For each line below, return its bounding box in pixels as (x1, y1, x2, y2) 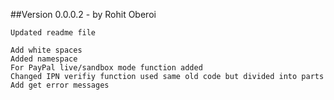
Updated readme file (10, 28, 97, 38)
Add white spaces (10, 45, 83, 55)
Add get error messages (10, 80, 110, 90)
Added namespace (10, 54, 78, 64)
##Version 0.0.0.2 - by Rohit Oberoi (10, 9, 157, 20)
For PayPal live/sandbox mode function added (10, 63, 203, 73)
